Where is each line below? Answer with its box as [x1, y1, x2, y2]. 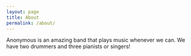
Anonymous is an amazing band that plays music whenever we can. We [6, 37, 186, 44]
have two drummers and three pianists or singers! [6, 43, 130, 50]
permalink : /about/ [6, 20, 56, 26]
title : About [6, 14, 39, 20]
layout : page [6, 8, 39, 15]
